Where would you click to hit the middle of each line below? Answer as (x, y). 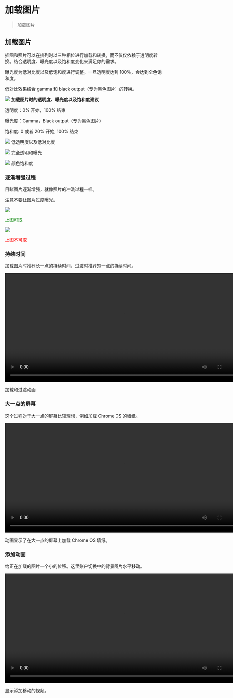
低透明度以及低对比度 (33, 142)
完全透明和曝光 (27, 152)
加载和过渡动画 (20, 390)
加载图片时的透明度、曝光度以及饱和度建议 (55, 99)
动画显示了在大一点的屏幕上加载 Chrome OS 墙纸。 (58, 540)
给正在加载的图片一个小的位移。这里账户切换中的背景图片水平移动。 (75, 566)
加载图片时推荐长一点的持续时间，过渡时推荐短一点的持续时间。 (70, 266)
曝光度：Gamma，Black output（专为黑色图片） (54, 121)
